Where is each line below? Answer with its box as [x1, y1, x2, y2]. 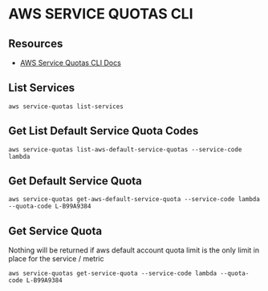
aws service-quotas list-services [8, 102, 124, 111]
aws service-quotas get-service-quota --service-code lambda [8, 269, 217, 277]
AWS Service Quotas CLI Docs [19, 58, 122, 67]
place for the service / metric [8, 254, 104, 264]
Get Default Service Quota [8, 174, 142, 188]
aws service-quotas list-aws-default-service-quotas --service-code [8, 145, 242, 153]
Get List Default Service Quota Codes [8, 124, 199, 138]
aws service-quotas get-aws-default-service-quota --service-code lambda [8, 196, 261, 204]
